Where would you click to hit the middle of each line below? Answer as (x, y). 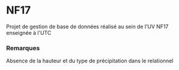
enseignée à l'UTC (29, 32)
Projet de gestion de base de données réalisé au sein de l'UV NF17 (87, 26)
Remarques (23, 48)
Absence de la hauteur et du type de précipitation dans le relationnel (90, 61)
